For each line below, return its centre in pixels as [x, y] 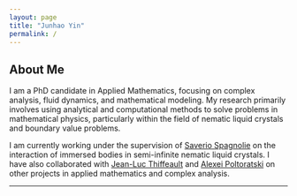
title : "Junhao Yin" [47, 26]
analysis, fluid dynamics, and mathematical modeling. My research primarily [148, 100]
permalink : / [33, 34]
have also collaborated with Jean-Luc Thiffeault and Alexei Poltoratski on [142, 164]
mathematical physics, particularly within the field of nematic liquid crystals [146, 119]
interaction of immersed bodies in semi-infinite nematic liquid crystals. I [139, 155]
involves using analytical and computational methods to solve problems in [144, 109]
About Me [37, 69]
